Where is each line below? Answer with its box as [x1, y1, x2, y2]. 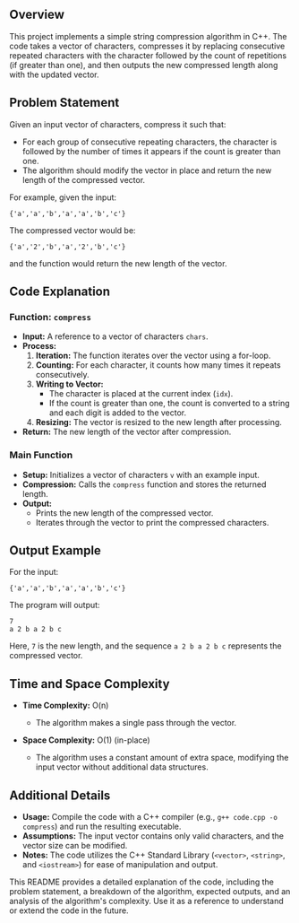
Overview [9, 7, 65, 22]
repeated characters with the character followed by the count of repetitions [9, 49, 287, 61]
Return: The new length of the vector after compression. [21, 426, 232, 438]
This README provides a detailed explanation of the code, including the [9, 876, 275, 887]
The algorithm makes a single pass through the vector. [35, 718, 237, 728]
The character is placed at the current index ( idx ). [48, 388, 234, 399]
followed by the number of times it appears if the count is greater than [21, 145, 281, 156]
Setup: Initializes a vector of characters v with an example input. [21, 469, 260, 480]
